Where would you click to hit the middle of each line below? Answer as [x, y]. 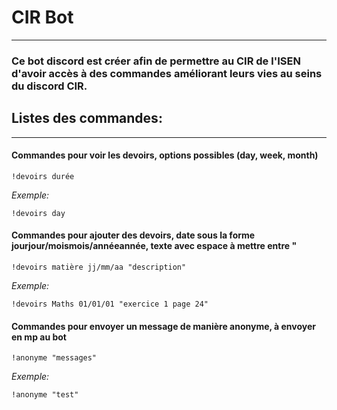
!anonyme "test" [45, 395]
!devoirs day [38, 213]
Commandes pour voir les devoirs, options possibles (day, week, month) [165, 155]
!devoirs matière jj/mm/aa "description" [99, 267]
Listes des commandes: [87, 118]
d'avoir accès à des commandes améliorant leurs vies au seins [167, 73]
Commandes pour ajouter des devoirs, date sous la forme [133, 235]
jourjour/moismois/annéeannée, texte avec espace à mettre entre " [154, 246]
